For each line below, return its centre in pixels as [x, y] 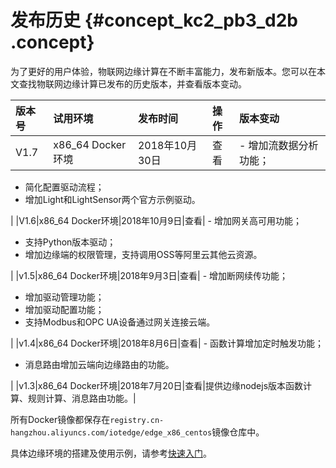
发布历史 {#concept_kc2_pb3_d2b [154, 20]
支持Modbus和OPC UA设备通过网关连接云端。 [120, 322]
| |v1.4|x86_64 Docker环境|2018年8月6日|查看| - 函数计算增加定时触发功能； [167, 343]
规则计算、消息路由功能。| [82, 398]
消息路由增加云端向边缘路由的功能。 [99, 364]
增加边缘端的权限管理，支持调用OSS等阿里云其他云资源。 [143, 254]
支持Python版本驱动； [70, 242]
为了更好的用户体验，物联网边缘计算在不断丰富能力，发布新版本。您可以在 [163, 71]
